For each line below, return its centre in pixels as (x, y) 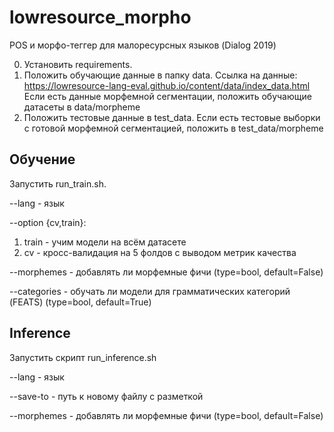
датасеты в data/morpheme (82, 107)
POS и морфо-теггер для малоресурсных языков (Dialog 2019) (143, 45)
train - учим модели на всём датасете (105, 242)
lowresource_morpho (100, 17)
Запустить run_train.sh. (58, 183)
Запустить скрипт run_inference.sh (83, 357)
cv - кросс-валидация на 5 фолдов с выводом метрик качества (160, 252)
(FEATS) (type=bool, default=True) (80, 302)
